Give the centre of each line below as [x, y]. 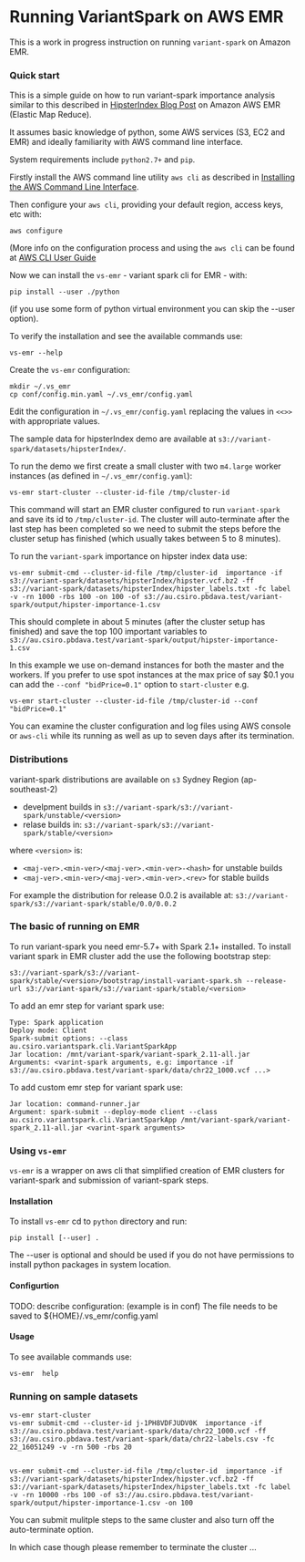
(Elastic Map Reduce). [51, 115]
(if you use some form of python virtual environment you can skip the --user [152, 309]
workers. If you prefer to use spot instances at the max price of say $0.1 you [152, 675]
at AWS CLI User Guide [53, 258]
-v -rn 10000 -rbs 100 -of [61, 1495]
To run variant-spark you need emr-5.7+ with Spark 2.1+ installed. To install [150, 947]
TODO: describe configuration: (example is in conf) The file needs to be [143, 1306]
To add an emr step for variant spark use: [87, 1006]
